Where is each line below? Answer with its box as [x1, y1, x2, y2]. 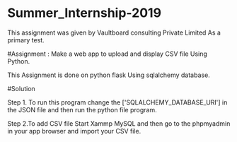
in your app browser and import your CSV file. [7, 126, 141, 135]
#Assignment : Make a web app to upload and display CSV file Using [7, 49, 207, 58]
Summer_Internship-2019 [7, 5, 161, 21]
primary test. [7, 35, 45, 44]
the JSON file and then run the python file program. [7, 105, 157, 114]
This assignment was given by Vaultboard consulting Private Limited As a [7, 28, 221, 37]
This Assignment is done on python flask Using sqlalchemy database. [7, 71, 210, 79]
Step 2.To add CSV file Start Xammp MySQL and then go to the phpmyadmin [7, 119, 231, 128]
